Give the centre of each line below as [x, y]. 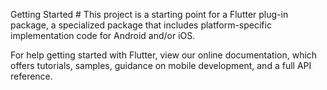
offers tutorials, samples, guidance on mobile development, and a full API [161, 65]
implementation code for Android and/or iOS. [103, 35]
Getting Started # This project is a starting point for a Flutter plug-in [149, 14]
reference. [31, 76]
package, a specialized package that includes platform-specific [141, 25]
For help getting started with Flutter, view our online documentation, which [164, 55]
